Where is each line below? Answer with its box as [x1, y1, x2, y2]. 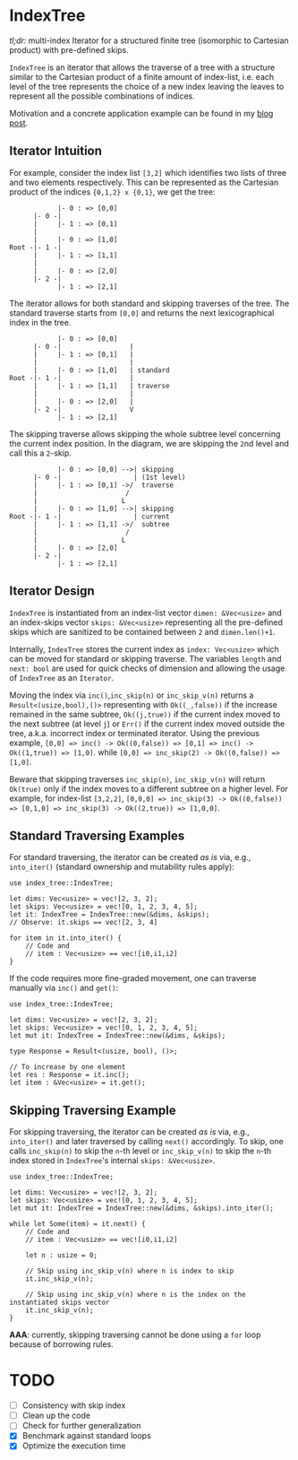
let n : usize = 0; [25, 1251, 98, 1260]
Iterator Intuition [9, 143, 103, 159]
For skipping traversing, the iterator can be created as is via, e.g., [9, 1126, 251, 1137]
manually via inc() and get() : [9, 983, 119, 994]
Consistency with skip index [21, 1400, 126, 1411]
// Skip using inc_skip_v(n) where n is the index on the [25, 1291, 246, 1299]
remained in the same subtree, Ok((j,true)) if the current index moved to [9, 708, 281, 719]
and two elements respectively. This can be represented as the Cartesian [9, 177, 279, 187]
